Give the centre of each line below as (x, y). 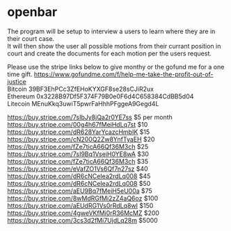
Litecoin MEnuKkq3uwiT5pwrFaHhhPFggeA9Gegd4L (83, 103)
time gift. (20, 74)
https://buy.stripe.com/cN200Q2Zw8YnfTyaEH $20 (81, 139)
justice (17, 81)
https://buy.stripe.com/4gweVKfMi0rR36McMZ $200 (83, 213)
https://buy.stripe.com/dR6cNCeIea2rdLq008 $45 (79, 176)
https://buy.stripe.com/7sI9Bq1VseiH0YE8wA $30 (78, 154)
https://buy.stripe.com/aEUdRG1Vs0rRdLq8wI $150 (80, 205)
